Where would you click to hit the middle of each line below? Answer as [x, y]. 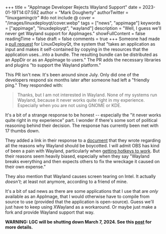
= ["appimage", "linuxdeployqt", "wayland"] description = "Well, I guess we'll [83, 28]
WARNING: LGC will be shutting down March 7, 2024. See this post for [79, 222]
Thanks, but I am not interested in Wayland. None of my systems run [87, 95]
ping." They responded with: [34, 85]
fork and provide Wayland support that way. [50, 212]
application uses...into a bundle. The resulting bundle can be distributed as [81, 55]
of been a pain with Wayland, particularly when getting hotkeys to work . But [83, 151]
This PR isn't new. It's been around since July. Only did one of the [72, 75]
